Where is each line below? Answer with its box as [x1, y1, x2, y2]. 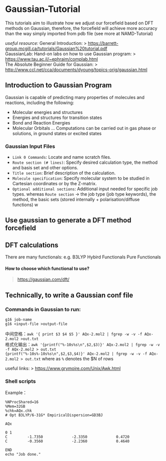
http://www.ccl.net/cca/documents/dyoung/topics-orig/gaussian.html [5, 66, 148, 73]
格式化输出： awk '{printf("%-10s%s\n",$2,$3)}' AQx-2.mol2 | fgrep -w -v [5, 342, 160, 347]
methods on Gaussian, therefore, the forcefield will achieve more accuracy [5, 25, 158, 31]
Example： [5, 390, 27, 396]
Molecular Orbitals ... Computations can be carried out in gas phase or [12, 125, 157, 131]
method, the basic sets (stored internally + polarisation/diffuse [12, 197, 140, 203]
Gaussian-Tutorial [5, 3, 81, 15]
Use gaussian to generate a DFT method [5, 216, 131, 225]
